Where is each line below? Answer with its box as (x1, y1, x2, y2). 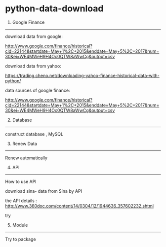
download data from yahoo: (5, 63, 62, 69)
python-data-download (5, 3, 104, 14)
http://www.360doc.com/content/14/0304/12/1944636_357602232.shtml (5, 203, 154, 209)
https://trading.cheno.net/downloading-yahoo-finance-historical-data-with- (5, 72, 160, 78)
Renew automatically (5, 155, 48, 161)
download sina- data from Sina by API (5, 188, 83, 194)
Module (12, 222, 28, 228)
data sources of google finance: (5, 87, 70, 93)
